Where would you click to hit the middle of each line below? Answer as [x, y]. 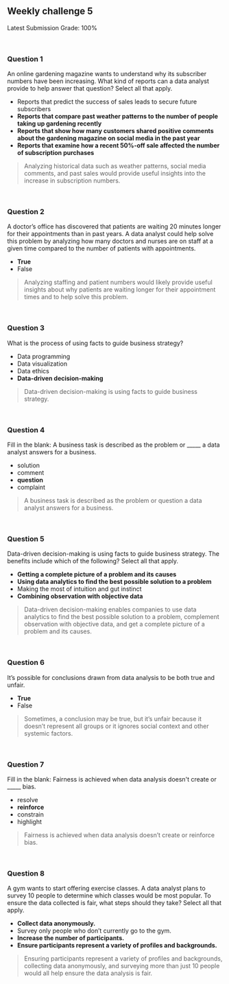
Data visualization [42, 364]
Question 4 [26, 430]
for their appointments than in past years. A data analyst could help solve [110, 234]
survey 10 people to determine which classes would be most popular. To [109, 895]
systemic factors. [48, 733]
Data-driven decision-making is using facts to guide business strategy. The [113, 554]
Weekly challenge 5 [50, 11]
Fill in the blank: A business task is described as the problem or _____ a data [114, 445]
